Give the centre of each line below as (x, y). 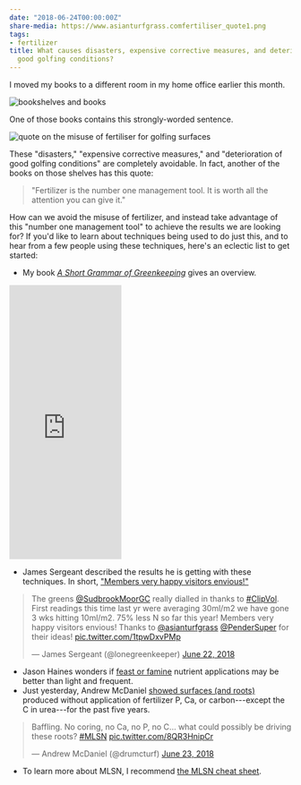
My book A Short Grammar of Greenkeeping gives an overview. (139, 273)
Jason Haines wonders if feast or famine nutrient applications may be (150, 671)
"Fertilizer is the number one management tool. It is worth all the (150, 190)
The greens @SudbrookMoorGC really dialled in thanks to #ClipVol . (155, 599)
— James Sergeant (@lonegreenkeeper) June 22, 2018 (133, 654)
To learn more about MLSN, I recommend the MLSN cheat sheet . (142, 771)
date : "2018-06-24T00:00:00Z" (66, 17)
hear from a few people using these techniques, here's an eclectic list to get (150, 246)
